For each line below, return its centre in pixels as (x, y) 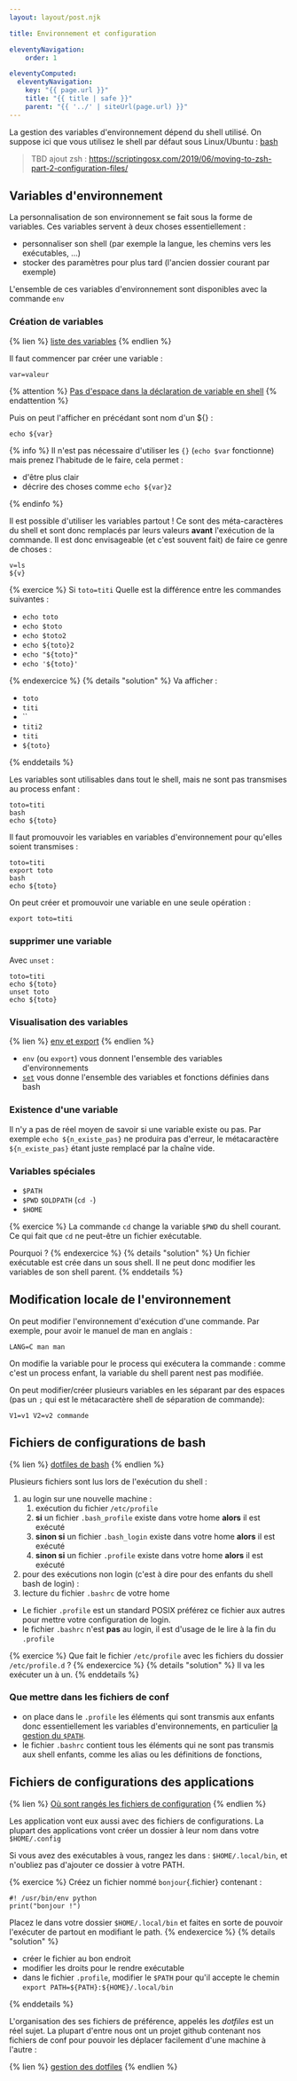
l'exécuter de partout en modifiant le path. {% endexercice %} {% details (142, 1932)
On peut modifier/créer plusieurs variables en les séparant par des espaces (147, 1390)
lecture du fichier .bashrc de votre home (96, 1593)
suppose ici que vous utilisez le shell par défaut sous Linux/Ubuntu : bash (144, 141)
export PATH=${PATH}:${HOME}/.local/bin (98, 1987)
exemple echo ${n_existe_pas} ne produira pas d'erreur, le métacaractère (144, 1139)
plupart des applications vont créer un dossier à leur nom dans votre (134, 1830)
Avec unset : (32, 960)
